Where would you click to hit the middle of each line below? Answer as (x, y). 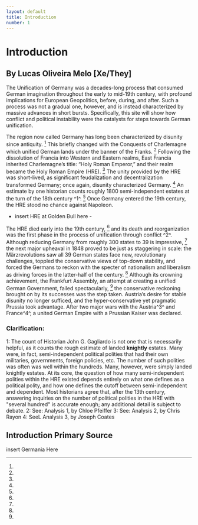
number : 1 (18, 22)
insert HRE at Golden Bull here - (53, 216)
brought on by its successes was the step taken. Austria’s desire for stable (96, 294)
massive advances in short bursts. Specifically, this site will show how (91, 113)
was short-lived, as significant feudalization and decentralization (85, 177)
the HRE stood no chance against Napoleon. (60, 205)
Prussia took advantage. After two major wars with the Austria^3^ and (90, 307)
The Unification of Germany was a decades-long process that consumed (95, 88)
